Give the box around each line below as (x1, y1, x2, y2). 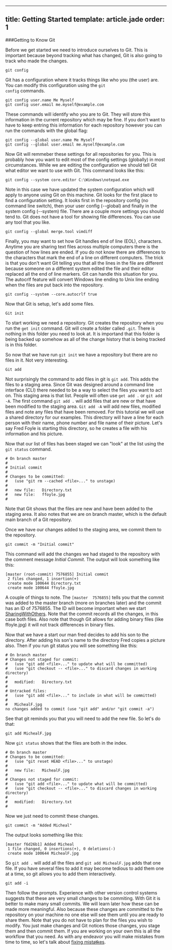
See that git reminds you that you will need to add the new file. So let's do (5, 715, 161, 722)
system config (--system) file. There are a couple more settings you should (5, 208, 164, 214)
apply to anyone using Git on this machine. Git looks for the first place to (5, 191, 158, 198)
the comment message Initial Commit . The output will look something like (5, 556, 160, 562)
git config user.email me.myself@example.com (5, 102, 104, 107)
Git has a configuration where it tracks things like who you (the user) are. (5, 77, 159, 83)
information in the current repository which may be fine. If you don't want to (5, 116, 165, 122)
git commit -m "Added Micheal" (5, 822, 72, 828)
